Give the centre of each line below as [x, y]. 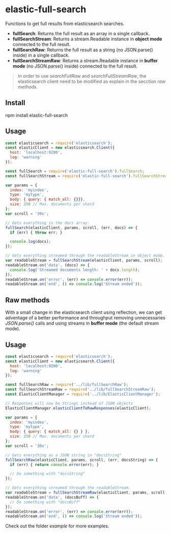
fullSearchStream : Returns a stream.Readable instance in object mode [87, 39]
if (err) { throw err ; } [36, 233]
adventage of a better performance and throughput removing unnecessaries [85, 318]
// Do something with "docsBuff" [45, 502]
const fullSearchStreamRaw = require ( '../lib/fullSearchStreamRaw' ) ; [81, 389]
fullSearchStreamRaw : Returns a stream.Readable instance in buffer [85, 60]
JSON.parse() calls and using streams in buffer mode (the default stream [82, 323]
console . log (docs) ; [31, 242]
